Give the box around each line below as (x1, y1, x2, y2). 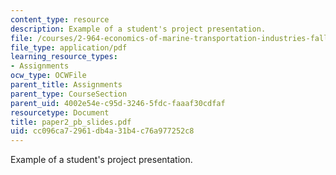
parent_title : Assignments (10, 80, 123, 90)
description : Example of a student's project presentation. (10, 24, 267, 34)
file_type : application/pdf (10, 42, 128, 53)
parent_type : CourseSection (10, 89, 128, 99)
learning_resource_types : (10, 52, 118, 62)
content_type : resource (10, 14, 110, 25)
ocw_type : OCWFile (10, 71, 87, 81)
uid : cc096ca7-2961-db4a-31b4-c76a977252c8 (10, 126, 195, 136)
